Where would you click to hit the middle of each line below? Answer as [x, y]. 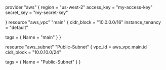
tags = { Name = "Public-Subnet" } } [43, 62]
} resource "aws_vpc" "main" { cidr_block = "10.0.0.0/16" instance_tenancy [83, 22]
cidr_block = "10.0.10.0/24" [33, 52]
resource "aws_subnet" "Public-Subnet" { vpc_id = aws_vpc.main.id [76, 47]
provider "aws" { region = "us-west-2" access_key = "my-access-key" [79, 7]
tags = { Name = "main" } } [33, 37]
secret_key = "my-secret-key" [37, 12]
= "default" [17, 27]
